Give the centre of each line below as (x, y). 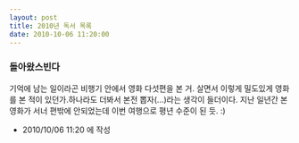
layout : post (33, 17)
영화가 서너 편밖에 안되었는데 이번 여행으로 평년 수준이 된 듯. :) (117, 110)
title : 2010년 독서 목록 (50, 26)
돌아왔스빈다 (35, 67)
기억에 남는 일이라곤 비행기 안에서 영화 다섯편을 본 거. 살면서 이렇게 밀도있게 (141, 88)
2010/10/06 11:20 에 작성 (66, 130)
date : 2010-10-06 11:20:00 (59, 34)
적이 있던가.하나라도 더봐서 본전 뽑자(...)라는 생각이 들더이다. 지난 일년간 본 (158, 99)
